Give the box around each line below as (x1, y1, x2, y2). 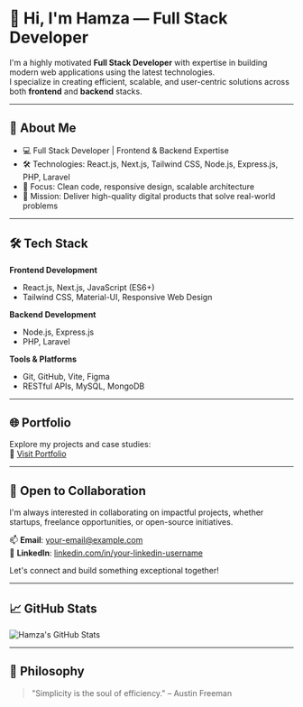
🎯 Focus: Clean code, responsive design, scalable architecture (22, 180, 255, 192)
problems (22, 200, 59, 211)
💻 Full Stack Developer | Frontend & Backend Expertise (22, 144, 230, 156)
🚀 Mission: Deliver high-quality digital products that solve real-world (22, 190, 276, 201)
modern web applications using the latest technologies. (9, 67, 216, 78)
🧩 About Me (9, 121, 77, 136)
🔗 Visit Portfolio (9, 448, 67, 459)
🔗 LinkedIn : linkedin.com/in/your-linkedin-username (9, 547, 203, 558)
